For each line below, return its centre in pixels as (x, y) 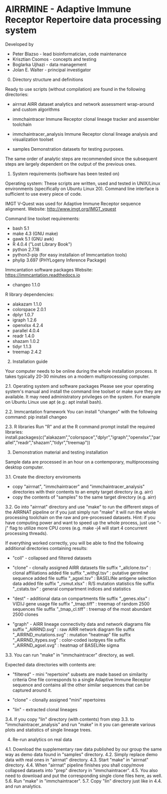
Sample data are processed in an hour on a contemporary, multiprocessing (82, 462)
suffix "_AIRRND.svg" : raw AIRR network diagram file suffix (73, 629)
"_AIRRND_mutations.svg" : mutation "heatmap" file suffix (72, 634)
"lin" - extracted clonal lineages (45, 709)
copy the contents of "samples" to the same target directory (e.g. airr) (84, 497)
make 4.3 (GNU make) (35, 234)
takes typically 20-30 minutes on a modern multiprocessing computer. (78, 376)
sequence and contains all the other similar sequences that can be (81, 685)
